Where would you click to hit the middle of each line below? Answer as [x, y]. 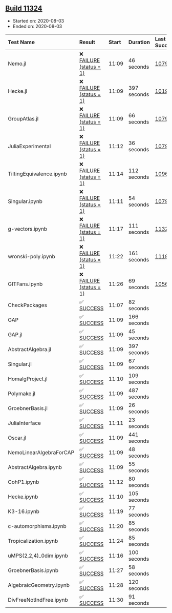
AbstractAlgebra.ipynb [35, 467]
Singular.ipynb [25, 201]
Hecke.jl [18, 91]
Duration [139, 42]
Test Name [21, 42]
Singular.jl [20, 364]
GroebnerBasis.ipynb [33, 570]
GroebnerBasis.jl [28, 408]
